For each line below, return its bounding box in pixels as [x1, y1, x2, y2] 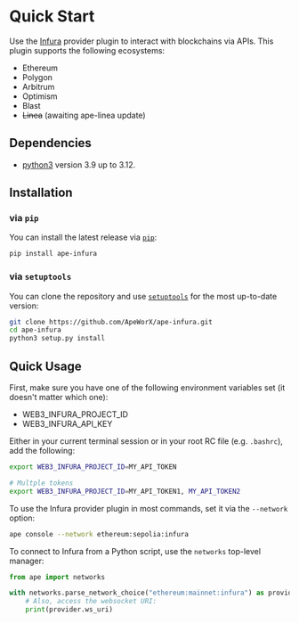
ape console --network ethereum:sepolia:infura [9, 529, 190, 538]
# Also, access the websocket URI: [25, 597, 158, 606]
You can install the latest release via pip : [9, 232, 158, 242]
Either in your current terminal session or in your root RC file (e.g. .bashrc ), [9, 436, 283, 447]
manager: [9, 555, 44, 566]
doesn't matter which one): [9, 392, 109, 403]
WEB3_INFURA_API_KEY [21, 419, 113, 430]
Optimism [21, 91, 58, 102]
